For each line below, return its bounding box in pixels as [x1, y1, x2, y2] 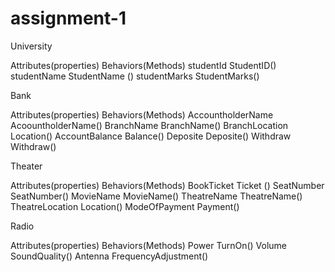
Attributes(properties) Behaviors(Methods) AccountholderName [10, 108, 274, 121]
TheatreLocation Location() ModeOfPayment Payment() [10, 200, 240, 212]
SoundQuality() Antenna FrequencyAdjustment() [10, 250, 209, 262]
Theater [10, 160, 43, 172]
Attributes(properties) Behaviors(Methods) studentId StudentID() [10, 59, 277, 71]
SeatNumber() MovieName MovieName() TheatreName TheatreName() [10, 190, 303, 202]
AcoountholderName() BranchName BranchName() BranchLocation [10, 119, 289, 131]
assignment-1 [10, 7, 127, 30]
